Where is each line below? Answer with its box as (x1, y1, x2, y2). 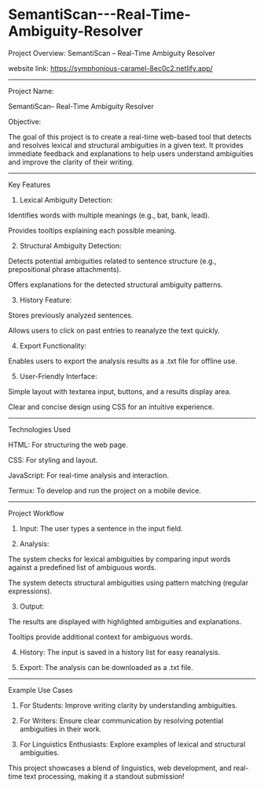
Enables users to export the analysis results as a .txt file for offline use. (8, 356, 237, 366)
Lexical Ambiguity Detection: (19, 195, 113, 204)
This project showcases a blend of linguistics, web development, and (8, 763, 232, 772)
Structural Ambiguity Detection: (19, 240, 122, 250)
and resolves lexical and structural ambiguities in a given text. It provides (8, 140, 244, 150)
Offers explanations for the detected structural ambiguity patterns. (8, 280, 223, 289)
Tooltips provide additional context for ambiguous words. (8, 632, 193, 642)
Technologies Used (8, 424, 71, 434)
